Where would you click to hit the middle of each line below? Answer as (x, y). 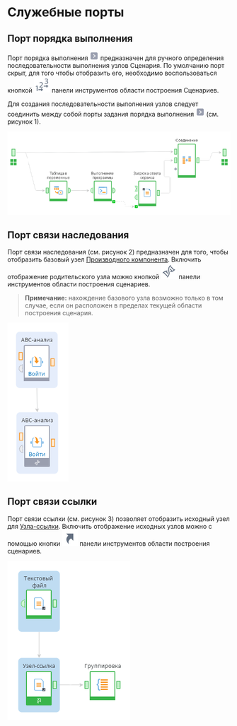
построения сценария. (59, 312)
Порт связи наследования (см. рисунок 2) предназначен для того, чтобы (118, 252)
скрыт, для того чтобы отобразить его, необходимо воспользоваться (112, 73)
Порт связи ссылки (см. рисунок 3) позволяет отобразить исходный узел (118, 519)
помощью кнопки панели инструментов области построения (109, 543)
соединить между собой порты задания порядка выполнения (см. (113, 114)
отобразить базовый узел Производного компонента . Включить (104, 259)
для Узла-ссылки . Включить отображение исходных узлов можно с (110, 526)
